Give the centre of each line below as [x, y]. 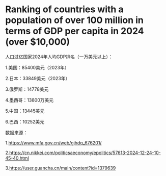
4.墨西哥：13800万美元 [30, 100]
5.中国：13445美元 [25, 111]
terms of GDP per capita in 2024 [75, 31]
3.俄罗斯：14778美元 [27, 89]
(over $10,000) [38, 42]
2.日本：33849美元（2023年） [38, 78]
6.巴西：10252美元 [25, 121]
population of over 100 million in [75, 20]
